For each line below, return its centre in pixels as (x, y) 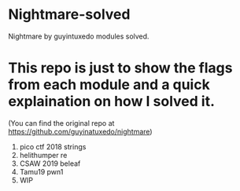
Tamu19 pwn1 (41, 171)
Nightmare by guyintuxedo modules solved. (79, 36)
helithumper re (43, 155)
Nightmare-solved (69, 15)
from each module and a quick (109, 85)
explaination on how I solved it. (111, 102)
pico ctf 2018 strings (53, 146)
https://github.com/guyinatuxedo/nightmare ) (80, 131)
